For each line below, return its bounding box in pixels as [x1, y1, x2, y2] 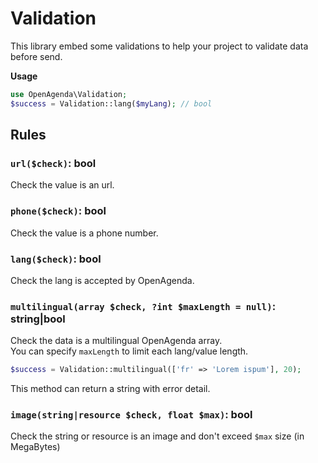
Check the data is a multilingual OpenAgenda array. [10, 335, 223, 347]
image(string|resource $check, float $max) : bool [10, 408, 253, 422]
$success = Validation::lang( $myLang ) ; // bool [10, 98, 213, 109]
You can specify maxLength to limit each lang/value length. [10, 345, 249, 357]
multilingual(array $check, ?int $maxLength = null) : [10, 299, 277, 313]
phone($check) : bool [10, 204, 107, 218]
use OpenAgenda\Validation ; [10, 89, 128, 99]
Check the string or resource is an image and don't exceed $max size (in [10, 430, 305, 442]
